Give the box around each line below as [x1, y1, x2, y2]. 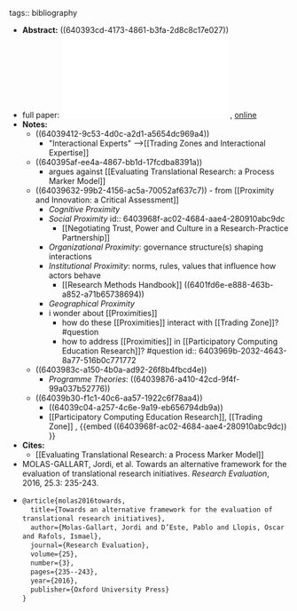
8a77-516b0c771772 [61, 355, 137, 365]
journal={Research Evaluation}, [30, 541, 150, 550]
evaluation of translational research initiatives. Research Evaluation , [21, 468, 270, 479]
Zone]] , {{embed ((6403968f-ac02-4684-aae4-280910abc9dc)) [48, 421, 287, 432]
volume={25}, [30, 550, 79, 559]
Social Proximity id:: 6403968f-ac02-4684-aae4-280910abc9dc [48, 213, 285, 224]
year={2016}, [30, 576, 79, 585]
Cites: [21, 440, 45, 450]
